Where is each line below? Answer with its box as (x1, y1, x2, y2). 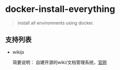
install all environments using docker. (17, 20, 94, 26)
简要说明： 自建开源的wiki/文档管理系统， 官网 (12, 59, 107, 65)
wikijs (12, 49, 24, 55)
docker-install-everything (5, 3, 115, 15)
